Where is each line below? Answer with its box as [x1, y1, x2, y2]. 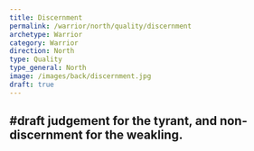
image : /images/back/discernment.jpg [9, 72, 152, 81]
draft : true [9, 80, 54, 89]
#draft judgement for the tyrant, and [9, 113, 218, 129]
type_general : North [9, 64, 88, 73]
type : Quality [9, 55, 63, 64]
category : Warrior [9, 38, 79, 48]
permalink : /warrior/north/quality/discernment [9, 22, 193, 31]
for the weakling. [85, 128, 183, 143]
